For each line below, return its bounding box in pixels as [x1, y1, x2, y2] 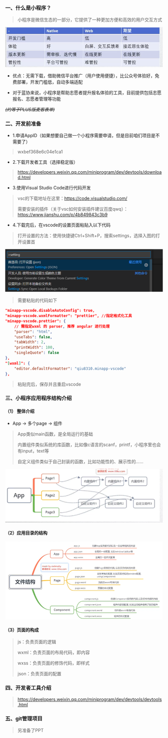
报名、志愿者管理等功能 [12, 96, 61, 102]
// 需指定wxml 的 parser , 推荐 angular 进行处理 [14, 324, 110, 329]
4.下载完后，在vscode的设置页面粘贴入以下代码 [12, 222, 111, 228]
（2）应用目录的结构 [5, 530, 47, 536]
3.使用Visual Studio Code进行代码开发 [12, 185, 91, 191]
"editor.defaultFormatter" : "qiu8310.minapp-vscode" [14, 366, 126, 371]
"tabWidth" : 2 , [14, 339, 46, 345]
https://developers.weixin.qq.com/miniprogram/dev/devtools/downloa [17, 169, 162, 175]
